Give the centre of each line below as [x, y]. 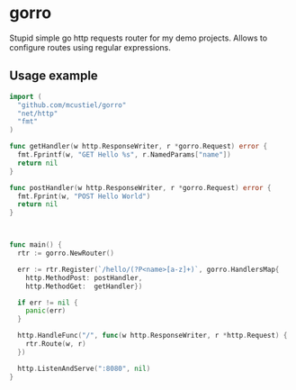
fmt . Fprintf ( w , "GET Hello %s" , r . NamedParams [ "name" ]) [124, 155]
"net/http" [38, 113]
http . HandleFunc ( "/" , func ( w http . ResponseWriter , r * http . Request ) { [152, 336]
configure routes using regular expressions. [90, 47]
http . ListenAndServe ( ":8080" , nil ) [84, 368]
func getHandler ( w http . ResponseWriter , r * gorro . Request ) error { [139, 147]
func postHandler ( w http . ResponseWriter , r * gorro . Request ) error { [140, 187]
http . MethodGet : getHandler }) [84, 286]
